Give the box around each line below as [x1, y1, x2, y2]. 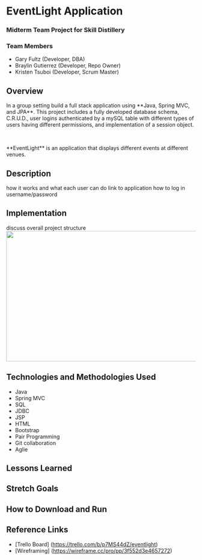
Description [6, 168, 51, 178]
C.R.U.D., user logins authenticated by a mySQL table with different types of [6, 115, 194, 122]
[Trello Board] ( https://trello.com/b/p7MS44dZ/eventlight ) [14, 541, 158, 548]
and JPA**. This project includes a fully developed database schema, [6, 109, 179, 116]
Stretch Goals [6, 483, 59, 494]
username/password [6, 191, 58, 198]
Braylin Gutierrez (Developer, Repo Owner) [14, 62, 121, 69]
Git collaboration [14, 439, 56, 447]
